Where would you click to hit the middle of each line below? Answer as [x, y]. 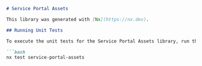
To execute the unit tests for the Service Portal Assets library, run [98, 41]
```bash [16, 52]
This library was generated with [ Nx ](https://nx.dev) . [78, 19]
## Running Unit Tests [35, 30]
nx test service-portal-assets [45, 58]
